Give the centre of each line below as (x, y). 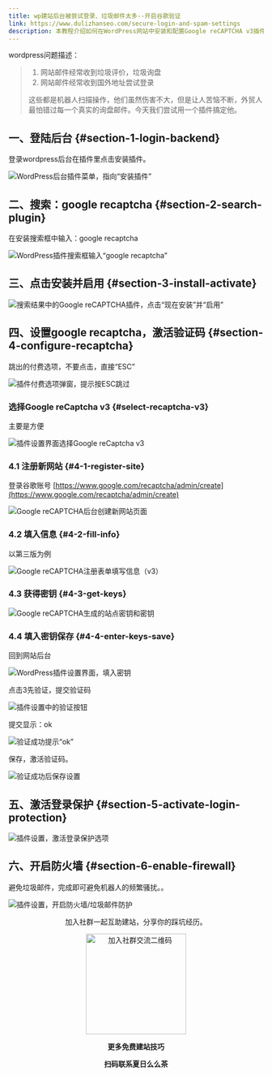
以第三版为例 (30, 554)
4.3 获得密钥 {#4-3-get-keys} (68, 594)
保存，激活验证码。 (40, 759)
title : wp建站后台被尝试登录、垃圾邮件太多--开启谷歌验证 (95, 16)
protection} (38, 817)
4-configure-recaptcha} (71, 346)
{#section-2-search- (208, 204)
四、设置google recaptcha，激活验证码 (107, 333)
